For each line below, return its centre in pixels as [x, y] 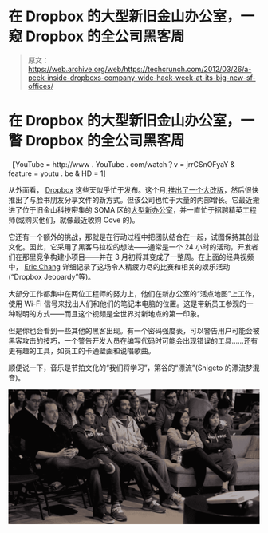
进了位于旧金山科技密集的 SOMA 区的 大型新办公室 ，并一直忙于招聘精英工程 [132, 209]
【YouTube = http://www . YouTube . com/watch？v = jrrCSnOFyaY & [122, 164]
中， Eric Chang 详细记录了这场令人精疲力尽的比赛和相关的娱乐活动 [119, 266]
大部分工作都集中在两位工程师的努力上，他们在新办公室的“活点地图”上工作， [134, 293]
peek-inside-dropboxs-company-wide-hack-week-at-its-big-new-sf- [142, 78]
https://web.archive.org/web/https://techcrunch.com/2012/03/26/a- [140, 69]
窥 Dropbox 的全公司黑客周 [97, 36]
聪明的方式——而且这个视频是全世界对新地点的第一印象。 [109, 313]
